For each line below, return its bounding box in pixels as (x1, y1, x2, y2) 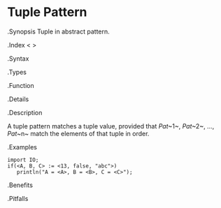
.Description (7, 108, 43, 117)
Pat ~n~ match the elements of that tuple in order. (7, 129, 150, 138)
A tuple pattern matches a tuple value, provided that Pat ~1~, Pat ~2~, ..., (7, 121, 215, 130)
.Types (7, 68, 27, 76)
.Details (7, 95, 29, 103)
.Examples (7, 142, 37, 151)
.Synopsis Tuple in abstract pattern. (7, 27, 110, 36)
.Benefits (7, 181, 34, 189)
